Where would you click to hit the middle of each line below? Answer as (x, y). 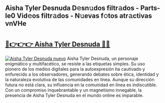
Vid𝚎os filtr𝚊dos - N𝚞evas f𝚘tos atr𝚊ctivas (84, 16)
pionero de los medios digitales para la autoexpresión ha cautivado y (75, 69)
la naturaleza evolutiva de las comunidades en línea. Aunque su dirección (80, 79)
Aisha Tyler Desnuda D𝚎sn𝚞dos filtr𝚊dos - (72, 8)
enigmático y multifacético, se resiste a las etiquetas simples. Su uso (75, 64)
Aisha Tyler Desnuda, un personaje (103, 58)
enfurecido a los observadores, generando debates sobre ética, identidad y (82, 74)
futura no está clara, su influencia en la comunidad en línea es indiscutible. (81, 85)
